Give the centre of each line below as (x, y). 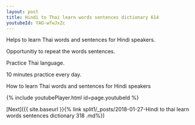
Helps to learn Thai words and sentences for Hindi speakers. (81, 40)
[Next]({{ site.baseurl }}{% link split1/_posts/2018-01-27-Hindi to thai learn (98, 109)
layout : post (22, 12)
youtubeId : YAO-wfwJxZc (36, 23)
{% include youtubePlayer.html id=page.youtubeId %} (73, 98)
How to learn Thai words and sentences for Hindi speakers (79, 86)
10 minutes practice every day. (44, 75)
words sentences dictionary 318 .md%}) (56, 116)
